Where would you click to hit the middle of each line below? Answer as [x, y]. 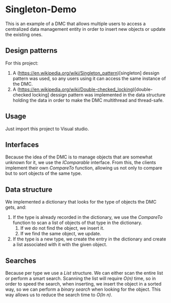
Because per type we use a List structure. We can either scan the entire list [84, 273]
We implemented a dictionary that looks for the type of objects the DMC [81, 202]
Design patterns [31, 50]
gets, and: [16, 207]
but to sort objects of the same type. [44, 173]
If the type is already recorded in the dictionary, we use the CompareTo [88, 217]
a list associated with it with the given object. [60, 245]
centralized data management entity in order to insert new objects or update [86, 29]
